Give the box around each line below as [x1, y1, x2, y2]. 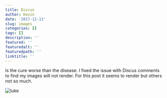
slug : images [5, 21, 33, 26]
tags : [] [5, 30, 24, 35]
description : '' [5, 35, 39, 40]
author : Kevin [5, 12, 35, 17]
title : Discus [5, 7, 35, 12]
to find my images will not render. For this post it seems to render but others [5, 73, 162, 79]
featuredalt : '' [5, 44, 39, 49]
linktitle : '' [5, 53, 35, 59]
